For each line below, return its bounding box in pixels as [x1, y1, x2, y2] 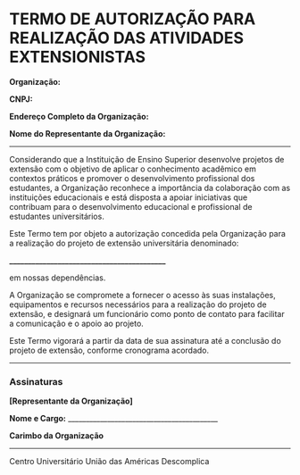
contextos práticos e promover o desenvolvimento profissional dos [9, 172, 255, 183]
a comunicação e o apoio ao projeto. [9, 318, 145, 329]
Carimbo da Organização [9, 430, 104, 441]
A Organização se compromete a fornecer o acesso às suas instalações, [9, 289, 277, 300]
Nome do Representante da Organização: [9, 128, 166, 138]
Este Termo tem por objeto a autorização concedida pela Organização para [9, 228, 286, 238]
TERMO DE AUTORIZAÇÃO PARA [9, 9, 256, 29]
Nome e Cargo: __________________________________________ [9, 413, 219, 424]
